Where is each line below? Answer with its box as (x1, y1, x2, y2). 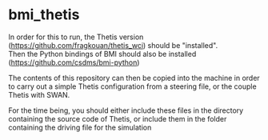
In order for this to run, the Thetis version (8, 32, 144, 42)
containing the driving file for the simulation (8, 122, 152, 132)
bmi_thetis (8, 6, 80, 24)
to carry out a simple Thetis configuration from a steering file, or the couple (8, 82, 258, 91)
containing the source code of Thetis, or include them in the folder (8, 114, 227, 123)
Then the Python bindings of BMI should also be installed (8, 49, 197, 58)
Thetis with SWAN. (8, 90, 70, 99)
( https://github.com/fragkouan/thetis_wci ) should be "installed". (8, 40, 218, 50)
